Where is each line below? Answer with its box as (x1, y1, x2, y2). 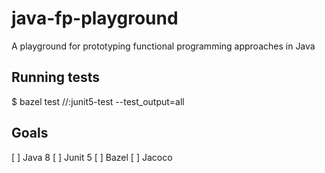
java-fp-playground (11, 7, 179, 30)
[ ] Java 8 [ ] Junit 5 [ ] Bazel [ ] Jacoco (11, 151, 173, 163)
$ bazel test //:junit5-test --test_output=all (11, 95, 185, 107)
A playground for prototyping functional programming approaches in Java (11, 40, 316, 52)
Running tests (11, 69, 101, 86)
